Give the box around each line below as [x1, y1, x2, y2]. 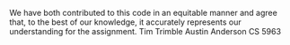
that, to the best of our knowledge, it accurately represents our [9, 17, 242, 27]
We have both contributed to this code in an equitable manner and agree [9, 8, 278, 18]
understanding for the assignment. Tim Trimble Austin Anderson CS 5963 [9, 26, 281, 36]
